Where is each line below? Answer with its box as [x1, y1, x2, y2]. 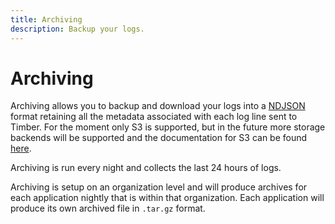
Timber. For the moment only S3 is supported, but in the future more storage [10, 121, 326, 133]
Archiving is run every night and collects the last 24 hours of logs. [10, 162, 282, 174]
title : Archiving [10, 14, 83, 25]
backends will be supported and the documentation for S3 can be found [10, 132, 308, 144]
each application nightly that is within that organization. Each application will [10, 192, 325, 204]
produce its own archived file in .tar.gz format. [10, 202, 206, 215]
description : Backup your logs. [10, 24, 145, 34]
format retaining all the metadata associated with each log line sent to [10, 111, 298, 123]
